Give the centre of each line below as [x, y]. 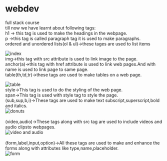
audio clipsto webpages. [30, 127]
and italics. [16, 105]
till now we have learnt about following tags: [50, 27]
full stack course [22, 22]
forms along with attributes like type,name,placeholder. [62, 148]
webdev [22, 9]
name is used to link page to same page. [47, 69]
